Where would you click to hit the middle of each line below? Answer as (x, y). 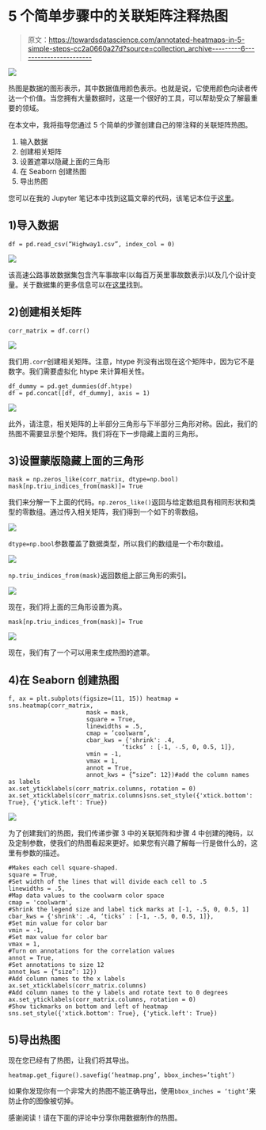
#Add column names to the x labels (67, 979)
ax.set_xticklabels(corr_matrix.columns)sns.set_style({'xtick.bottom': (131, 796)
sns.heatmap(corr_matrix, (51, 706)
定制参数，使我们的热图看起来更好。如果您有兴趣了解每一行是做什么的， (133, 843)
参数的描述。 (43, 853)
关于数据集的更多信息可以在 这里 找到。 (84, 284)
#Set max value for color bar (58, 938)
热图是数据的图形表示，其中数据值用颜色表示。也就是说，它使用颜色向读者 (129, 88)
